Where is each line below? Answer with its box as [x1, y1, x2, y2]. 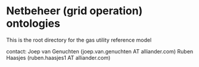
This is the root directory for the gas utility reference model [6, 36, 152, 43]
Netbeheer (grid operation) [6, 4, 143, 18]
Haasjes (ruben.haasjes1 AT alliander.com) [6, 54, 111, 61]
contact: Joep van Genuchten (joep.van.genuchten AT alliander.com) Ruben [6, 47, 194, 55]
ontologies [6, 17, 61, 30]
